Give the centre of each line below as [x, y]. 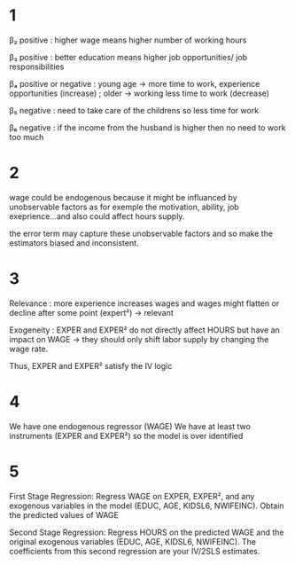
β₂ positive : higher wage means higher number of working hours [128, 40]
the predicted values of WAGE [64, 514]
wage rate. [29, 349]
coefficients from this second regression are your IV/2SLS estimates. [135, 551]
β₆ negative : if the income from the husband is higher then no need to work [147, 127]
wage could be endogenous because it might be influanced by [123, 197]
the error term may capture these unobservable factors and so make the [141, 233]
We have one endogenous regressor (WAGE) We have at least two [130, 426]
